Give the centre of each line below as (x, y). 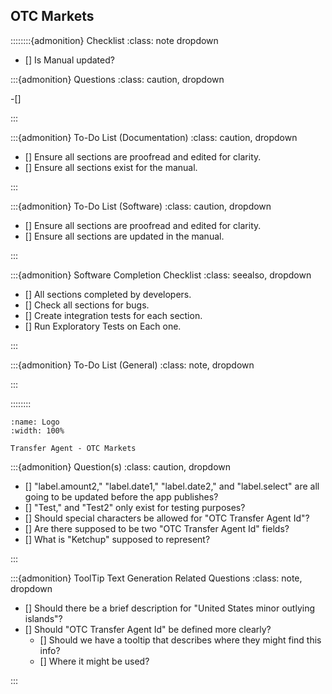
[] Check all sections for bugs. (87, 305)
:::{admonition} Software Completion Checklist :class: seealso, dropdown (161, 275)
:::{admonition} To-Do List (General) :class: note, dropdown (132, 365)
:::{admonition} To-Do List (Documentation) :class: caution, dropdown (154, 137)
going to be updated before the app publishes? (121, 496)
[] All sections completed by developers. (108, 294)
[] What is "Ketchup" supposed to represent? (117, 539)
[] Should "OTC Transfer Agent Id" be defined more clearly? (148, 629)
